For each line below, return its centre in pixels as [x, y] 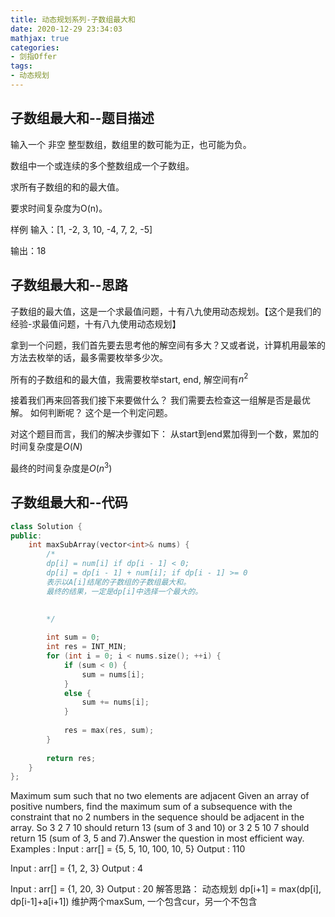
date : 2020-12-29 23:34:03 [66, 29]
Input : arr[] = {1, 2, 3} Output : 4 [76, 868]
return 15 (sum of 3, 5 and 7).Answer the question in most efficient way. [157, 838]
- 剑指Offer [33, 57]
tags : [21, 66]
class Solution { [46, 526]
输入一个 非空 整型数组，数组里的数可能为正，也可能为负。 [131, 144]
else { [77, 693]
